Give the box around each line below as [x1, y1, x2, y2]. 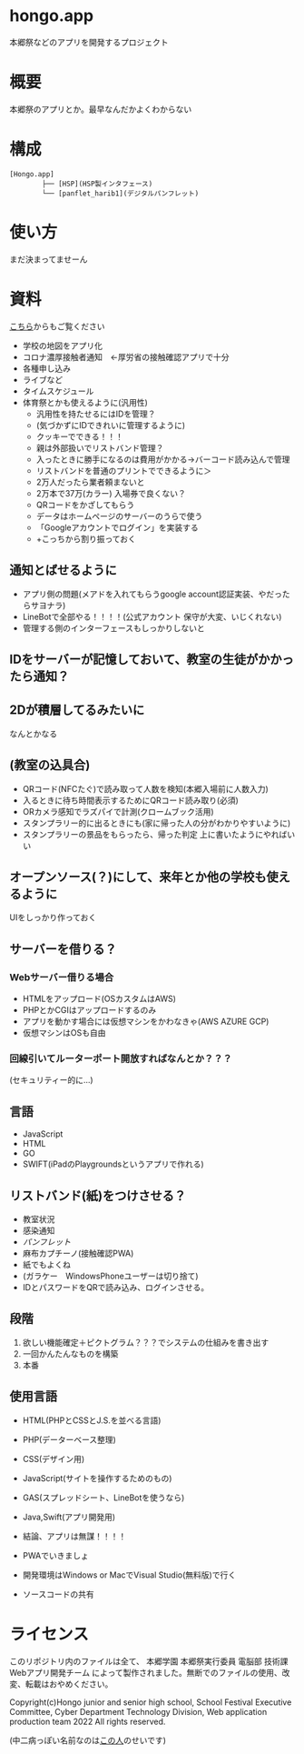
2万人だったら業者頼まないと [35, 476, 145, 487]
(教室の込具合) [9, 757, 91, 773]
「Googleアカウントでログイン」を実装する [35, 522, 199, 533]
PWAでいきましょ [22, 1549, 89, 1560]
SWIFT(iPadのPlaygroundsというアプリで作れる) [22, 1158, 204, 1169]
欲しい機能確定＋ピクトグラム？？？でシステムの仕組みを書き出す [22, 1337, 270, 1348]
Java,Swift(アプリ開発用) [22, 1511, 116, 1522]
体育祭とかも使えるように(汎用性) [22, 396, 148, 407]
